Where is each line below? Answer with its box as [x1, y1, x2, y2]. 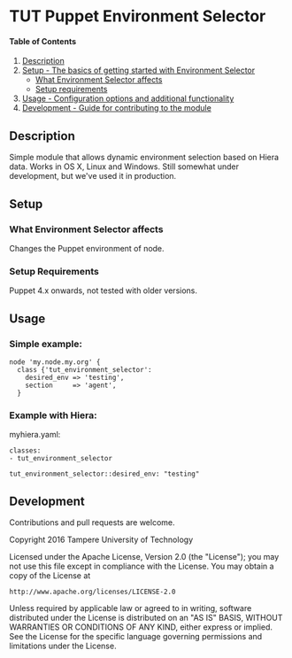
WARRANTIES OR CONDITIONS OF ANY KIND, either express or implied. [9, 622, 273, 632]
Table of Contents [9, 35, 77, 46]
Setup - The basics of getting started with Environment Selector [21, 65, 255, 76]
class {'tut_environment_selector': [17, 365, 152, 374]
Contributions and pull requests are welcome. [9, 516, 175, 528]
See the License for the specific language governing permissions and [9, 631, 263, 641]
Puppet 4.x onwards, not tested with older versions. [9, 285, 197, 296]
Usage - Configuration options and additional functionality [21, 93, 234, 104]
